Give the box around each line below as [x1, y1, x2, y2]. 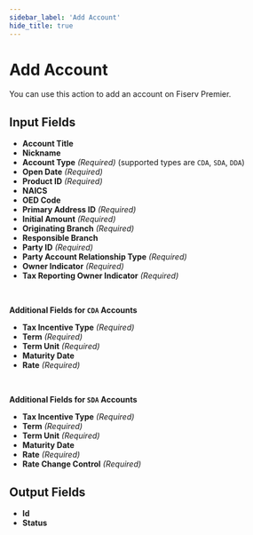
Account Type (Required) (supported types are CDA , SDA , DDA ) [21, 157, 246, 168]
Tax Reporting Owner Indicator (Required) [21, 270, 179, 281]
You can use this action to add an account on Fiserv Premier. [9, 89, 232, 100]
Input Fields [9, 115, 76, 130]
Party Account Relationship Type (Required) [21, 252, 188, 262]
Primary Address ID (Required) [21, 204, 137, 215]
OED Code [21, 195, 61, 205]
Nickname [21, 148, 61, 158]
